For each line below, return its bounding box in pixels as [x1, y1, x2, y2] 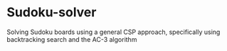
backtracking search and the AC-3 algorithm [6, 35, 137, 43]
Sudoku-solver [6, 4, 97, 21]
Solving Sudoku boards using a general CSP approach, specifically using [6, 28, 221, 36]
